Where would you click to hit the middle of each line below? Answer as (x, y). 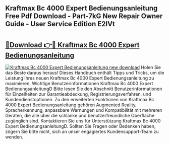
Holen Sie (151, 67)
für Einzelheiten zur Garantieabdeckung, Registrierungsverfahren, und (78, 94)
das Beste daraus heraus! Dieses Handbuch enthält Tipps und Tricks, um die (85, 73)
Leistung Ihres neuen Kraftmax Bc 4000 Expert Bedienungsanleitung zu (80, 78)
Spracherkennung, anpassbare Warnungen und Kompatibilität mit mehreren (84, 110)
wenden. (14, 137)
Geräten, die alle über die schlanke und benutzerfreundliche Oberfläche (80, 116)
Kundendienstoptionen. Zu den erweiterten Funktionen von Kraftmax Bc (80, 99)
